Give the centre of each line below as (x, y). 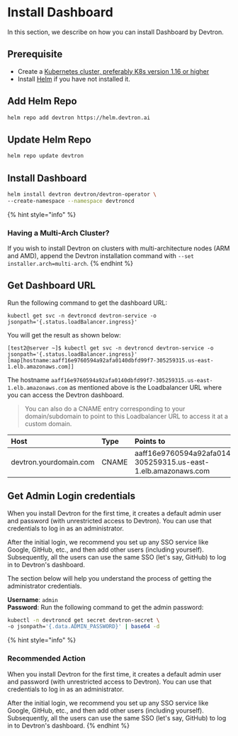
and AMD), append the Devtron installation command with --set (101, 255)
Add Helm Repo (42, 101)
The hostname (28, 379)
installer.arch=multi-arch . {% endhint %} (70, 263)
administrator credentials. (45, 586)
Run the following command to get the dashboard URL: (87, 303)
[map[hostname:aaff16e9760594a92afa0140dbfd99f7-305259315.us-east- (110, 360)
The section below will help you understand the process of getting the (110, 578)
